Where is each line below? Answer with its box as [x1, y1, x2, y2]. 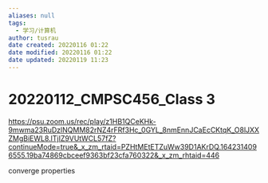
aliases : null [8, 11, 56, 20]
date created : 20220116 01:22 [8, 41, 109, 49]
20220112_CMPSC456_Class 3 [8, 91, 215, 108]
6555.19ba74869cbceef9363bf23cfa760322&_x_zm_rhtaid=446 [8, 150, 220, 160]
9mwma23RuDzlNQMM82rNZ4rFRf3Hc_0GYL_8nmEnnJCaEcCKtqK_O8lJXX [8, 125, 260, 134]
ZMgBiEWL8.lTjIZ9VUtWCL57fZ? [8, 133, 116, 143]
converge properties [8, 165, 76, 175]
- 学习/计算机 [15, 26, 57, 34]
